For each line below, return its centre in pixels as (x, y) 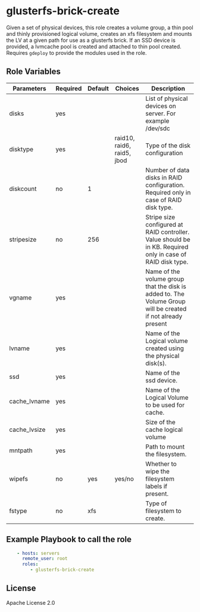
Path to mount (165, 447)
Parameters (29, 88)
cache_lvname (29, 401)
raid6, (123, 146)
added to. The (165, 293)
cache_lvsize (27, 429)
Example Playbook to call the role (69, 540)
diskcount (23, 188)
